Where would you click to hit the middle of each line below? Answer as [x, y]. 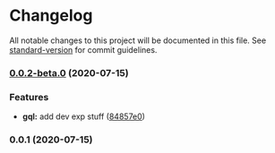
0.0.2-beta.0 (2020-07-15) [69, 72]
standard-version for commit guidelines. [83, 49]
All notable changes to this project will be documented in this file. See [138, 40]
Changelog [51, 16]
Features [29, 97]
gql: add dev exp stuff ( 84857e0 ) [84, 116]
